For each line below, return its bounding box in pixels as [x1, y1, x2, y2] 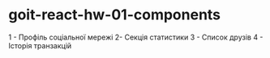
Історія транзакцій [8, 40, 72, 50]
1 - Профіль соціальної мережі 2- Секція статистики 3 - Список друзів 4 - [8, 32, 264, 42]
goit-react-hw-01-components [8, 6, 221, 24]
